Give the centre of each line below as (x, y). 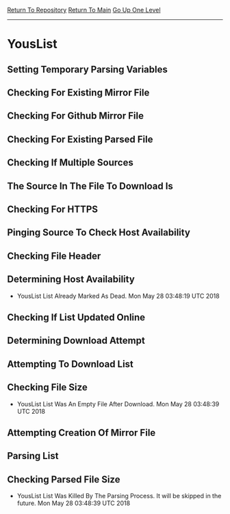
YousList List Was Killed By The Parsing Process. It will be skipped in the (119, 496)
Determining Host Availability (71, 280)
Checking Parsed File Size (64, 479)
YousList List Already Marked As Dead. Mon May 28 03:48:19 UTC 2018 (118, 296)
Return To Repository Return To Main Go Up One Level (84, 10)
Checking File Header (54, 256)
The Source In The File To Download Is (90, 186)
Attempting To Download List (70, 364)
